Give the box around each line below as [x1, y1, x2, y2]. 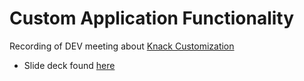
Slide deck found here [23, 59, 116, 71]
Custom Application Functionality [9, 7, 295, 30]
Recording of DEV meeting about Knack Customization [9, 40, 235, 52]
